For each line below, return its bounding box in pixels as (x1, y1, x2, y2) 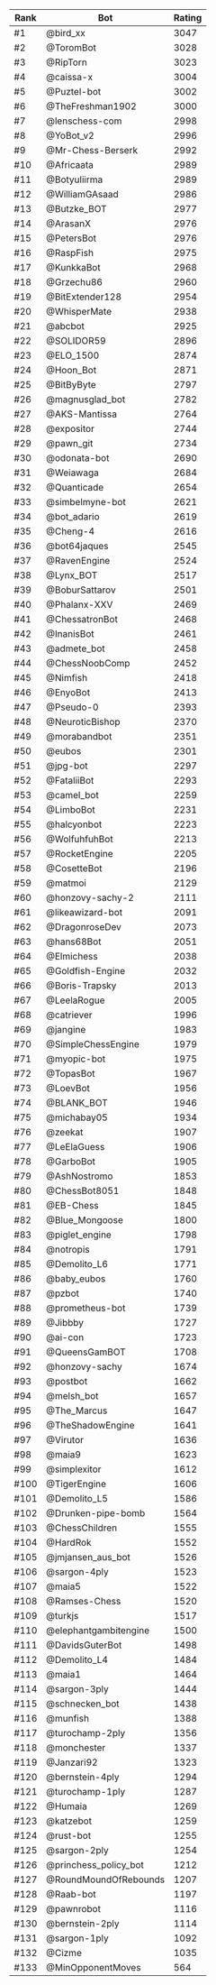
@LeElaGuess (46, 1141, 105, 1153)
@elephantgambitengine (46, 1624, 150, 1636)
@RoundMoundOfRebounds (46, 1873, 165, 1886)
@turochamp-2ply (46, 1727, 126, 1739)
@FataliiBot (46, 775, 94, 786)
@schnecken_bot (46, 1697, 120, 1710)
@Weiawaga (46, 466, 99, 479)
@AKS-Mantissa (46, 408, 117, 420)
